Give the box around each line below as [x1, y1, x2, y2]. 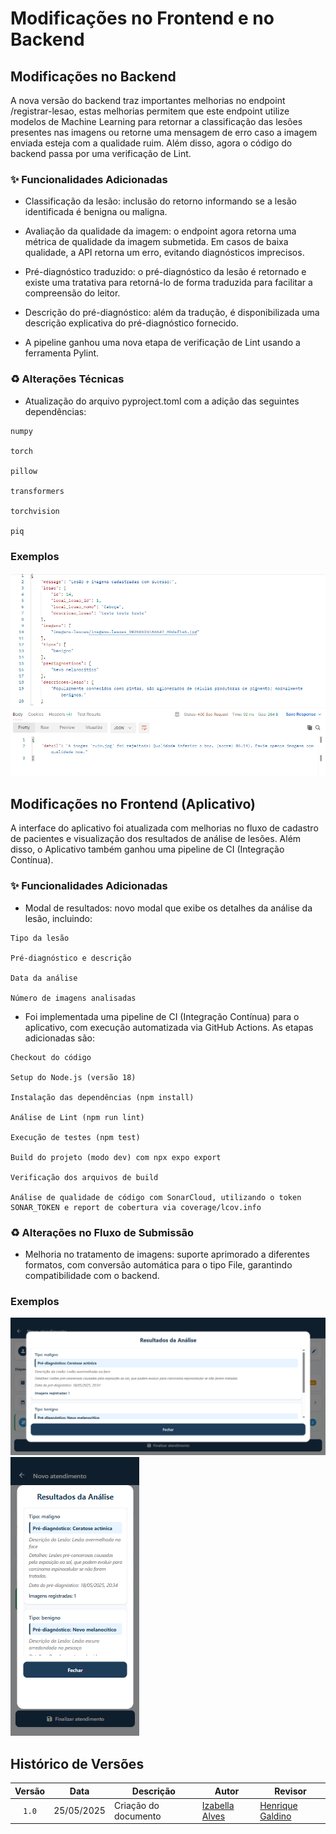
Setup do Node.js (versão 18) [10, 1072, 137, 1082]
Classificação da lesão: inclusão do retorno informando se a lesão [24, 195, 297, 207]
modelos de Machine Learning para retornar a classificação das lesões [10, 116, 303, 127]
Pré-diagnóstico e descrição [10, 953, 132, 963]
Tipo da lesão [10, 933, 70, 943]
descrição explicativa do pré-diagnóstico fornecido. [24, 317, 239, 329]
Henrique [259, 1799, 298, 1811]
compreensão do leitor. [24, 287, 121, 299]
